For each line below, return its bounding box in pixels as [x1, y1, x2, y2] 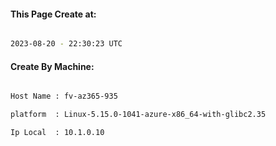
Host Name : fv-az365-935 [10, 91, 118, 102]
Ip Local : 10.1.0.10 [10, 128, 105, 138]
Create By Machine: [10, 60, 95, 72]
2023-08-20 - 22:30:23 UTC [10, 39, 123, 49]
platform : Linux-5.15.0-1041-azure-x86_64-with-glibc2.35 [10, 110, 267, 120]
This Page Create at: [10, 8, 97, 20]
